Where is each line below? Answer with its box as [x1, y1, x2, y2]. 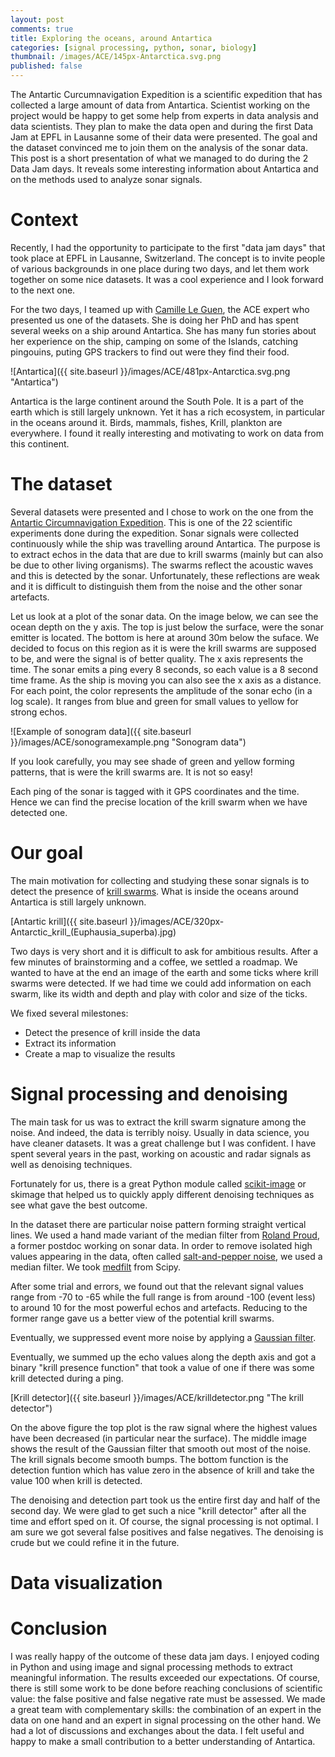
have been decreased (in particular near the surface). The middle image [10, 1432, 307, 1444]
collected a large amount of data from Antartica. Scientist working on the [10, 99, 311, 111]
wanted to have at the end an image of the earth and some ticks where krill [10, 966, 319, 978]
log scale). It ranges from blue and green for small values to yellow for [10, 695, 299, 707]
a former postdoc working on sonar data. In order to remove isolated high [10, 1239, 313, 1251]
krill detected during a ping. [10, 1372, 124, 1384]
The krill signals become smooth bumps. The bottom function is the [10, 1453, 289, 1465]
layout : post [10, 14, 65, 25]
